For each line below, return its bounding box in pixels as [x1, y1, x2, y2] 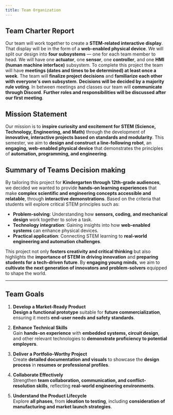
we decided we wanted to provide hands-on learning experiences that [5, 185, 157, 191]
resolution [12, 383, 36, 389]
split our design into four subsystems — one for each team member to [5, 51, 156, 57]
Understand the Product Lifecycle [12, 392, 87, 399]
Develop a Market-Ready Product [12, 303, 86, 310]
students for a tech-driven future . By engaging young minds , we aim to [5, 259, 160, 265]
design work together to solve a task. [12, 216, 93, 223]
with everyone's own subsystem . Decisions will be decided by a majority [5, 78, 165, 85]
